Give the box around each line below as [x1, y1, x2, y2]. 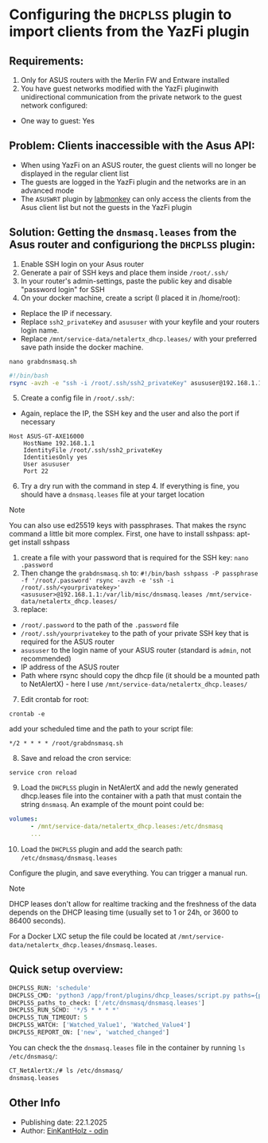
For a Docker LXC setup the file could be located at [9, 931, 177, 941]
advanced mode [20, 185, 75, 195]
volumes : [9, 815, 38, 823]
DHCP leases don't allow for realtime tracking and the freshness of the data [9, 899, 257, 908]
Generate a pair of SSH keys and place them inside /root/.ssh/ [20, 267, 229, 277]
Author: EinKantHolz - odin [20, 1125, 109, 1135]
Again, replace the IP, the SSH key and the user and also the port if [20, 408, 239, 419]
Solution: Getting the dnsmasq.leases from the [9, 225, 237, 240]
